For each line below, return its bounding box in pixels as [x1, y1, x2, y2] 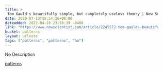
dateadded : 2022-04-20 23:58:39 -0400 [5, 20, 83, 25]
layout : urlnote [5, 34, 38, 39]
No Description [5, 51, 35, 57]
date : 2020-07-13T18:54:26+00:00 [5, 16, 73, 21]
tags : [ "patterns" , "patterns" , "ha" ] [5, 38, 83, 43]
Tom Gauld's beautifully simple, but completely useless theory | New [7, 12, 153, 16]
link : [5, 25, 16, 30]
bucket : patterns [5, 29, 40, 34]
